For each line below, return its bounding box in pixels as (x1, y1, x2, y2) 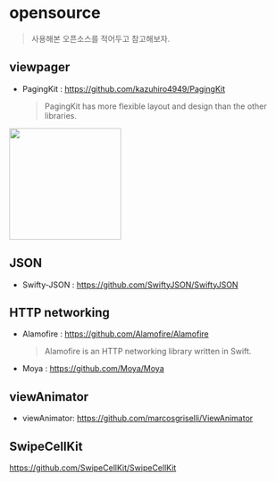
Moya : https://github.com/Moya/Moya (21, 363, 164, 374)
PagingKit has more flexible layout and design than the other (44, 101, 267, 112)
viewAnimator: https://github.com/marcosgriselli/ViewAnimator (21, 413, 254, 424)
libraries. (44, 110, 78, 120)
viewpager (9, 60, 71, 75)
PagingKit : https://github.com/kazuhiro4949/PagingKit (21, 83, 226, 94)
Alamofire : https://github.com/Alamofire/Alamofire (21, 328, 210, 339)
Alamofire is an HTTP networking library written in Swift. (44, 346, 252, 357)
